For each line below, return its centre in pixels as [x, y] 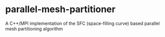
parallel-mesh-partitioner [60, 9]
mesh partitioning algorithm [34, 28]
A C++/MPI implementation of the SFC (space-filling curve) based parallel [82, 23]
